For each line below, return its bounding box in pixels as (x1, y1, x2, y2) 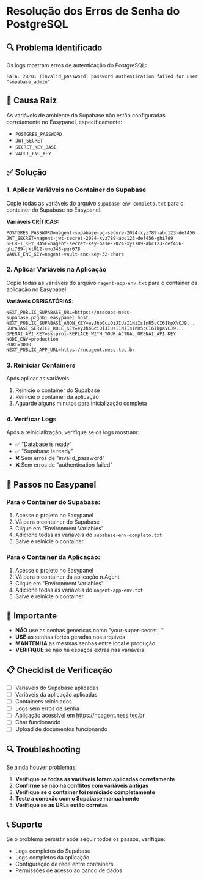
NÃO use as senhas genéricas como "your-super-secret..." (15, 627, 164, 634)
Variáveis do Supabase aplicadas (15, 684, 99, 691)
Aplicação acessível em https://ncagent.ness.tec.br (15, 711, 145, 719)
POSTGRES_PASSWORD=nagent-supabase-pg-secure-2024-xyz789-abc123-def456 (6, 229, 195, 236)
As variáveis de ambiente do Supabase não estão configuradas (6, 111, 166, 119)
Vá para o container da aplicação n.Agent (15, 573, 120, 580)
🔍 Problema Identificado (6, 42, 103, 53)
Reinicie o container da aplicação (15, 393, 99, 401)
